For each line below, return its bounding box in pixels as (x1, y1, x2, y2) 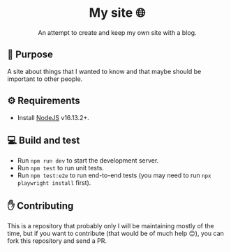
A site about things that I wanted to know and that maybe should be (7, 67, 202, 75)
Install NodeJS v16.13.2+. (17, 113, 89, 121)
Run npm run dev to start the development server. (17, 156, 159, 165)
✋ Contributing (7, 200, 74, 212)
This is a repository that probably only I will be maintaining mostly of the (7, 222, 214, 230)
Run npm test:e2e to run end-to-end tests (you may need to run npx (17, 171, 211, 179)
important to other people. (7, 75, 83, 83)
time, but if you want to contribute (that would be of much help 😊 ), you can (7, 229, 225, 238)
